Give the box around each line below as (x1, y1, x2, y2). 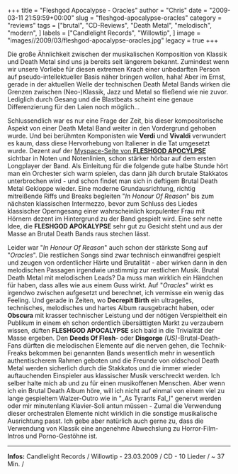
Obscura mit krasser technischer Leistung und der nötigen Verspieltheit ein (7, 312, 228, 319)
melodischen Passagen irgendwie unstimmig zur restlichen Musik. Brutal (7, 266, 220, 274)
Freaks (7, 349, 28, 357)
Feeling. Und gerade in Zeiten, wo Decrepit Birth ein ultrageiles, (7, 296, 194, 304)
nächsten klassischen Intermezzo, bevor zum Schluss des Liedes (7, 199, 198, 208)
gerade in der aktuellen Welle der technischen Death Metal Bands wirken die (7, 80, 231, 88)
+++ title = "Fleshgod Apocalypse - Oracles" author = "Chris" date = (7, 6, 208, 14)
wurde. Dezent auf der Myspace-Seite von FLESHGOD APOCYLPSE (7, 147, 207, 155)
